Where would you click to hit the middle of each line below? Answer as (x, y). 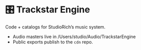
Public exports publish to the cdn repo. (53, 42)
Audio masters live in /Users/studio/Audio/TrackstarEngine (74, 36)
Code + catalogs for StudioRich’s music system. (55, 27)
